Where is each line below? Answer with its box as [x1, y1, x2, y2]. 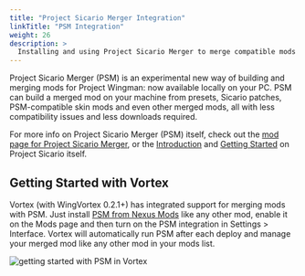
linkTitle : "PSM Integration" [9, 22, 125, 31]
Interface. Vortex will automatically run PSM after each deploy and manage [9, 228, 291, 239]
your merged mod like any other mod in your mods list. [9, 238, 216, 249]
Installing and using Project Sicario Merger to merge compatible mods [17, 48, 297, 57]
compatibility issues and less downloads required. [9, 111, 198, 122]
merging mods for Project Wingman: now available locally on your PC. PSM [9, 82, 292, 93]
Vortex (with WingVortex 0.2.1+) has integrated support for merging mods [9, 198, 286, 210]
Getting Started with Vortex [9, 175, 169, 190]
